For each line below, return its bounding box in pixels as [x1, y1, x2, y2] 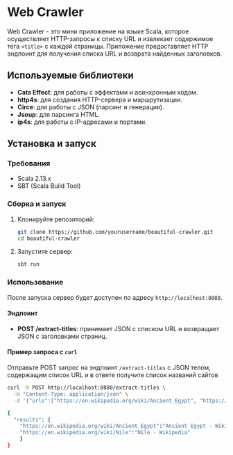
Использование [7, 278, 64, 287]
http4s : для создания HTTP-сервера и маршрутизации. [17, 95, 182, 104]
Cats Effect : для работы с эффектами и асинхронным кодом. [17, 88, 198, 96]
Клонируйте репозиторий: [17, 215, 95, 223]
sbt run [17, 261, 40, 268]
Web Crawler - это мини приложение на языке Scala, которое [7, 27, 189, 35]
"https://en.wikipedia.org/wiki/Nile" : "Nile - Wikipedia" [19, 429, 191, 436]
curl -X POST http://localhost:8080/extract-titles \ [7, 384, 166, 392]
